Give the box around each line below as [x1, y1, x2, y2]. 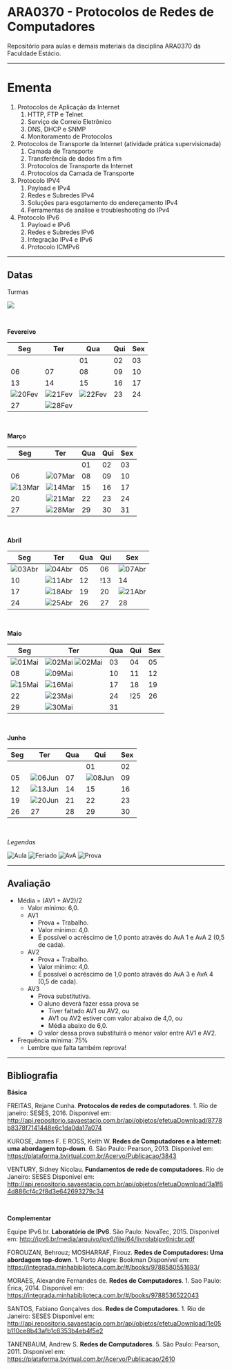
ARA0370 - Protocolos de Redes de [7, 4, 214, 20]
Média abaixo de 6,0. [48, 1021, 108, 1029]
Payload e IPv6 [27, 220, 70, 229]
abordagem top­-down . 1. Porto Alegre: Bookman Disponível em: [7, 1256, 191, 1264]
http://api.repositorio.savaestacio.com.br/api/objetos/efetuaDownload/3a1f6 [7, 1180, 224, 1189]
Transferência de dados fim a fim [27, 154, 122, 163]
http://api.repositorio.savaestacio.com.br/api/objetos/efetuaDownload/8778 [7, 1117, 222, 1125]
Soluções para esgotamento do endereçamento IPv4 [27, 198, 178, 206]
